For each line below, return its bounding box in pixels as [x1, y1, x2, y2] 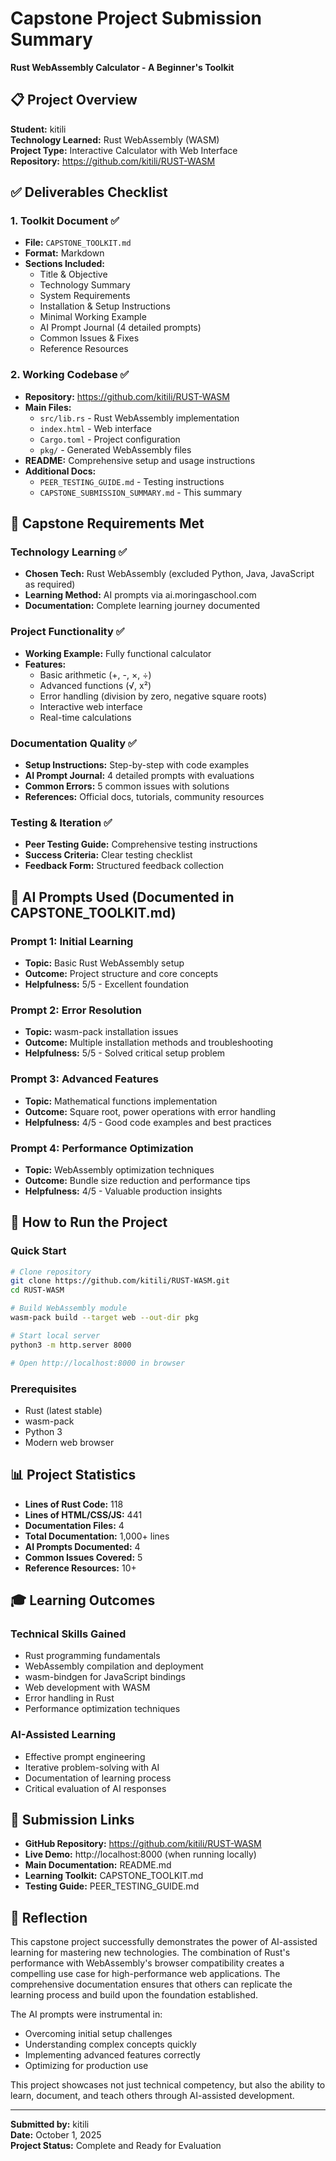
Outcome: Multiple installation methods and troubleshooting [24, 1037, 274, 1049]
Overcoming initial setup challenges [24, 2028, 173, 2040]
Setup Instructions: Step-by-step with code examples [24, 759, 250, 771]
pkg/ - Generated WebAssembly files [39, 443, 192, 456]
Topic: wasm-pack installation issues [24, 1026, 179, 1038]
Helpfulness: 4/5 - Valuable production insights [24, 1185, 223, 1197]
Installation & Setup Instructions [39, 300, 171, 312]
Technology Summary [39, 279, 131, 291]
